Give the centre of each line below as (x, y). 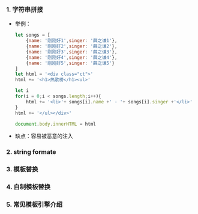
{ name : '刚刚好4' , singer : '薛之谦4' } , (72, 57)
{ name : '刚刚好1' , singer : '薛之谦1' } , (72, 41)
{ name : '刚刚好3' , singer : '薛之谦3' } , (72, 52)
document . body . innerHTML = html (55, 124)
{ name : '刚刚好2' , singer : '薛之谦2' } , (72, 46)
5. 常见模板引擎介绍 (34, 204)
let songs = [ (32, 35)
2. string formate (31, 152)
